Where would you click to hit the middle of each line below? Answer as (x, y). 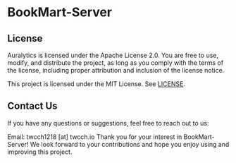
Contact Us (32, 106)
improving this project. (40, 152)
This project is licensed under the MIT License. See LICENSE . (96, 84)
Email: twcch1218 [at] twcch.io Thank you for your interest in (95, 137)
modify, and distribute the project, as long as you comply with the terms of (116, 63)
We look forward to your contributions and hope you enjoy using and (130, 144)
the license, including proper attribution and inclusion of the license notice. (116, 70)
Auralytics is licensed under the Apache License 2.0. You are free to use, (113, 55)
